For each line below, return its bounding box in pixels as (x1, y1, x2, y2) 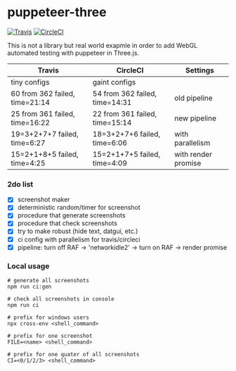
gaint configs (92, 77, 136, 87)
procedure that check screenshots (17, 219, 118, 227)
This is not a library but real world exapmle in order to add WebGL (7, 41, 198, 49)
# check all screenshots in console (7, 295, 114, 303)
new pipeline (174, 113, 216, 123)
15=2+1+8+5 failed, (11, 149, 79, 159)
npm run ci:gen (7, 283, 52, 290)
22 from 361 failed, (92, 108, 157, 118)
